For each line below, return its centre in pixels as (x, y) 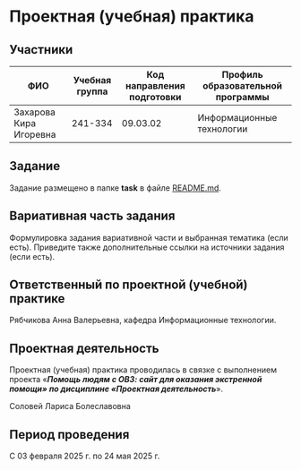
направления (155, 85)
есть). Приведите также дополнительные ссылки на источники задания (147, 247)
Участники (41, 50)
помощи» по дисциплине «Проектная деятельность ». (116, 389)
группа (92, 91)
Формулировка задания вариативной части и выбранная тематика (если (149, 237)
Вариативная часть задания (92, 216)
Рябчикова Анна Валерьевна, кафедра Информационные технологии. (143, 320)
